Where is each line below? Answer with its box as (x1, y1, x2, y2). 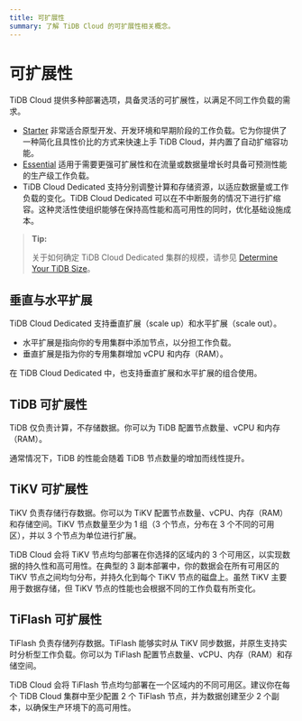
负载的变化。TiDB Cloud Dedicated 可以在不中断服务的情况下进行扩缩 (22, 193, 281, 204)
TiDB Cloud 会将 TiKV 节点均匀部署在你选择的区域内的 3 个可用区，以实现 (9, 549, 283, 559)
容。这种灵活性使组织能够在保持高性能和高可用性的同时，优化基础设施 (22, 204, 284, 215)
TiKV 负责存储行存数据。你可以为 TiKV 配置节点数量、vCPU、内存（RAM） (9, 507, 288, 518)
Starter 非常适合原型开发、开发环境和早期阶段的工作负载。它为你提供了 (22, 125, 288, 136)
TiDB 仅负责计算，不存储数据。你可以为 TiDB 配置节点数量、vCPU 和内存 (9, 422, 281, 433)
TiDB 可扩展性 (9, 396, 87, 411)
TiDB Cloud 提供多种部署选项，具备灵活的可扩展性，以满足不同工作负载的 (9, 95, 283, 106)
